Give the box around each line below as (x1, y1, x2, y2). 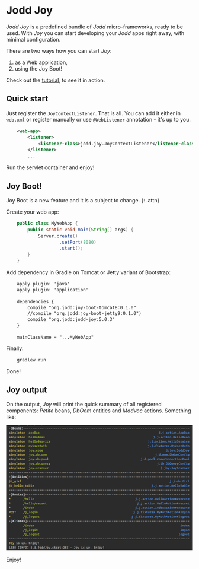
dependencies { (17, 299, 54, 305)
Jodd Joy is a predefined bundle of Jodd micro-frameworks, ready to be (6, 23, 184, 30)
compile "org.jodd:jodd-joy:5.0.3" (27, 317, 115, 323)
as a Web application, (14, 59, 68, 66)
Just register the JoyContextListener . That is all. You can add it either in (6, 109, 181, 116)
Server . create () (37, 233, 78, 239)
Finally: (6, 345, 24, 352)
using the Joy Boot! (14, 65, 63, 72)
